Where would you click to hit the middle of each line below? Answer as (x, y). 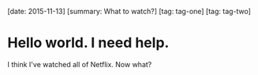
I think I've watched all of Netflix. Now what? (80, 64)
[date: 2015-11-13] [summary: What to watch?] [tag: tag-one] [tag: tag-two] (129, 11)
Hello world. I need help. (88, 43)
